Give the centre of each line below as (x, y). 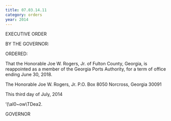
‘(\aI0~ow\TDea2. (24, 104)
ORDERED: (17, 54)
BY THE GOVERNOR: (27, 44)
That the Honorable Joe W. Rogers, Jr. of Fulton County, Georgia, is (76, 64)
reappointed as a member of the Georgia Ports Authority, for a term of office (86, 69)
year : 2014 (17, 19)
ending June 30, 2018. (29, 75)
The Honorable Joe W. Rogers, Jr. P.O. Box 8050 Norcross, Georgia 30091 (83, 84)
